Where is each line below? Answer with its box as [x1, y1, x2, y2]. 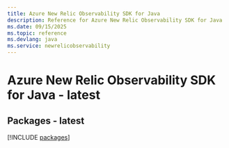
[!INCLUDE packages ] [7, 133, 70, 141]
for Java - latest [7, 88, 101, 103]
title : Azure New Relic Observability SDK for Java [7, 10, 160, 17]
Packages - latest [7, 115, 85, 126]
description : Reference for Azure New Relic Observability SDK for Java [7, 17, 223, 24]
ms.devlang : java [7, 36, 58, 43]
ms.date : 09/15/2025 [7, 23, 68, 30]
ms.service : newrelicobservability [7, 42, 111, 49]
